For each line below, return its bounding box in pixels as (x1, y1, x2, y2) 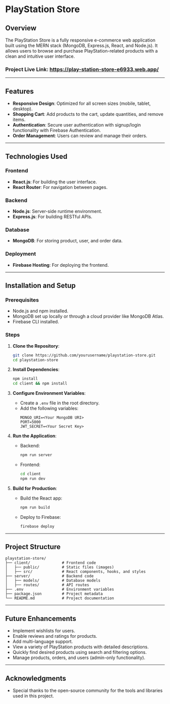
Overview (5, 24, 37, 32)
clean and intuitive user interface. (5, 53, 75, 59)
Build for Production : (12, 485, 57, 491)
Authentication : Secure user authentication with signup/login (12, 122, 141, 128)
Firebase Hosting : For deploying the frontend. (12, 262, 109, 268)
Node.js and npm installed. (12, 308, 69, 314)
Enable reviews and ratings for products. (12, 633, 98, 639)
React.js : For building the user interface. (12, 179, 97, 185)
